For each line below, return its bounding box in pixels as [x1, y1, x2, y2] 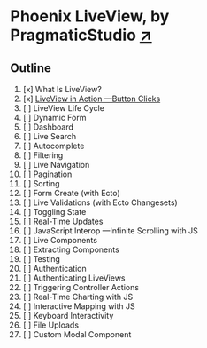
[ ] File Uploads [22, 320, 79, 330]
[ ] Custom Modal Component [22, 329, 132, 339]
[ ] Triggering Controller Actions [22, 282, 140, 292]
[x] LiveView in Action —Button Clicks [22, 93, 161, 104]
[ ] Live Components [22, 235, 98, 245]
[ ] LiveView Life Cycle [22, 103, 105, 113]
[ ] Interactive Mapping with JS [22, 301, 135, 312]
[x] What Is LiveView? [22, 84, 103, 94]
